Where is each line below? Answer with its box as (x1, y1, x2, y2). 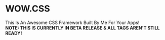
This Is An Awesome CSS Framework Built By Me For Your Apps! (5, 19, 140, 25)
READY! (5, 30, 22, 36)
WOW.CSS (5, 3, 51, 14)
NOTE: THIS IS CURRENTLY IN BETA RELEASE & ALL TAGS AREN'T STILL (5, 24, 160, 30)
